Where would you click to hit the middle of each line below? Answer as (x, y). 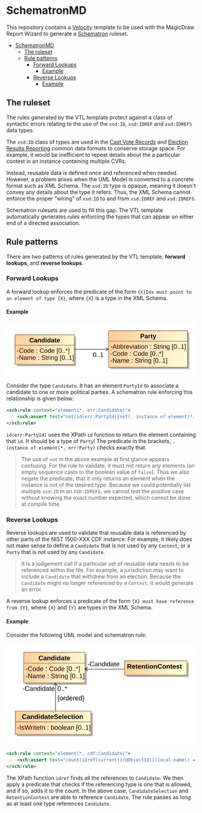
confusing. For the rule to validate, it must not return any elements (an (108, 466)
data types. (20, 130)
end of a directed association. (43, 223)
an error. (32, 590)
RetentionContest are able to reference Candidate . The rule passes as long (99, 797)
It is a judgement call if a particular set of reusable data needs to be (105, 564)
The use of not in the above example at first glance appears (95, 459)
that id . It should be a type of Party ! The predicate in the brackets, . (91, 441)
